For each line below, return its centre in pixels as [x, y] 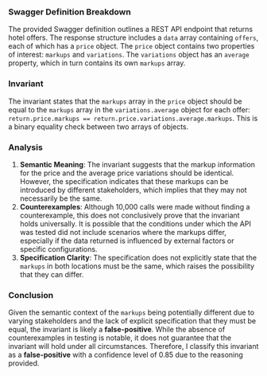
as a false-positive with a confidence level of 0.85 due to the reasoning [126, 355]
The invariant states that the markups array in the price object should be [125, 101]
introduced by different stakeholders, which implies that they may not [133, 190]
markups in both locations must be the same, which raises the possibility [137, 266]
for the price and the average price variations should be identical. [127, 173]
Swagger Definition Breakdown [70, 12]
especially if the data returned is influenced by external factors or [127, 241]
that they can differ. [52, 274]
